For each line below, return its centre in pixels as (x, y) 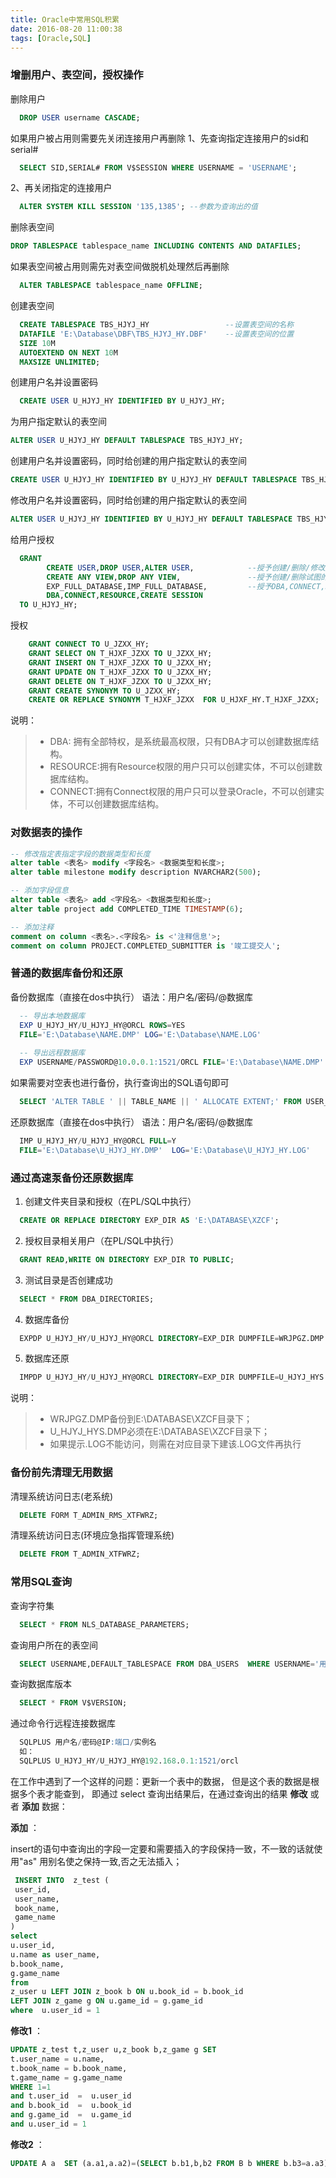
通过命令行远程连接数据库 (63, 1723)
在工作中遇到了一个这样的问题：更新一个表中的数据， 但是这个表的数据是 (160, 1781)
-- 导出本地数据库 (52, 1016)
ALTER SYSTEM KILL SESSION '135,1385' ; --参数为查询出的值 (138, 207)
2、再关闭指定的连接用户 (61, 188)
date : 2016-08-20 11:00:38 (66, 29)
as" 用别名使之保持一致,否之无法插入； (103, 1861)
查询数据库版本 (41, 1684)
